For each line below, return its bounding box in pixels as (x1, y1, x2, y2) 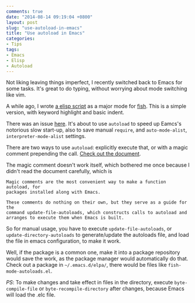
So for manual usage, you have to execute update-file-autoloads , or (6, 225, 172, 232)
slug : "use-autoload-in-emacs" (6, 25, 83, 31)
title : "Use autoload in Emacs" (6, 30, 85, 36)
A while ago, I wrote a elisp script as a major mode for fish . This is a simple (6, 103, 186, 110)
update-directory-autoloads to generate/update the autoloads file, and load (6, 232, 189, 239)
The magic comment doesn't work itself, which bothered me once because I (6, 161, 190, 168)
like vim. (6, 91, 26, 98)
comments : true (6, 8, 43, 15)
